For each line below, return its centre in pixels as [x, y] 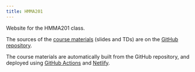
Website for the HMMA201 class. [45, 28]
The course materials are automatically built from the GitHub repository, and [98, 56]
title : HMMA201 [25, 11]
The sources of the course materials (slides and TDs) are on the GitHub [92, 39]
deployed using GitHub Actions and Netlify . [58, 63]
